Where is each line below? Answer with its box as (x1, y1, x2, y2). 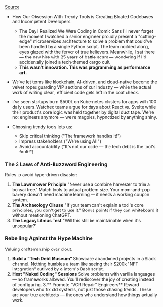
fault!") (19, 149, 34, 154)
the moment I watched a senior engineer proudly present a (19, 34, 137, 39)
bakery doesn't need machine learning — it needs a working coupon (12, 192, 150, 198)
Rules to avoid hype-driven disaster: (5, 172, 78, 178)
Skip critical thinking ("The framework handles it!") (19, 134, 121, 139)
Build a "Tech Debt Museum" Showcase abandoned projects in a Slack (12, 255, 156, 261)
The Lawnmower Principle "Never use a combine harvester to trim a (12, 181, 150, 187)
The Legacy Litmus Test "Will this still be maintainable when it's (12, 218, 141, 224)
